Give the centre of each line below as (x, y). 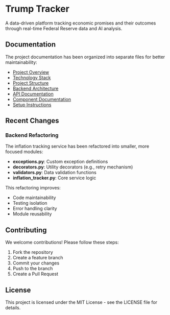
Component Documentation (42, 99)
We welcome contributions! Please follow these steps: (62, 243)
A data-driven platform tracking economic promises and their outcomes (81, 23)
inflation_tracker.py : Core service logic (54, 178)
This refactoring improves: (33, 188)
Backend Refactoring (32, 135)
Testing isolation (30, 203)
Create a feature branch (38, 258)
